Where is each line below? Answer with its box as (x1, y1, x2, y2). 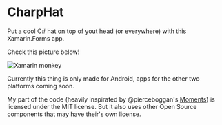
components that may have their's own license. (7, 110, 141, 118)
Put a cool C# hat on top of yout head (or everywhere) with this (7, 27, 187, 35)
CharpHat (7, 4, 64, 20)
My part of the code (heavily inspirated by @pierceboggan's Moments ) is (7, 95, 215, 104)
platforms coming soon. (7, 81, 74, 90)
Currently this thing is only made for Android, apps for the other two (7, 74, 200, 83)
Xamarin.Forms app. (7, 34, 65, 42)
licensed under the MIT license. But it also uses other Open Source (7, 102, 197, 110)
